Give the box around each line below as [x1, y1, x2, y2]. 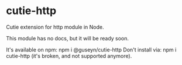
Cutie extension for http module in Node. [6, 23, 104, 30]
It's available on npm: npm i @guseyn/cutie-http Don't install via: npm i [6, 46, 177, 53]
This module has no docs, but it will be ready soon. [6, 35, 129, 42]
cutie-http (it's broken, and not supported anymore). [6, 52, 132, 59]
